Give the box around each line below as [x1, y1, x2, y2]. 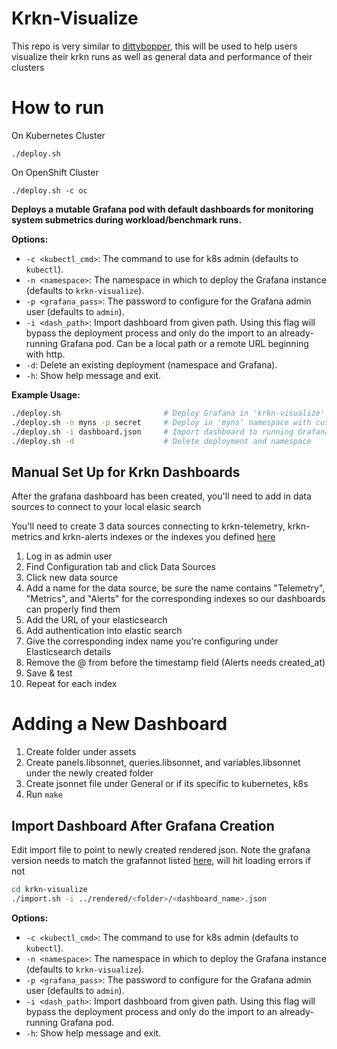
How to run [11, 97, 105, 119]
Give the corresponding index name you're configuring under [25, 635, 279, 647]
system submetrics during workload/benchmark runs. [11, 213, 243, 226]
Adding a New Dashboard [11, 713, 228, 736]
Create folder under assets [25, 746, 137, 758]
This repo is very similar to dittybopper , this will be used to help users [11, 40, 298, 52]
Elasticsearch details [25, 646, 112, 658]
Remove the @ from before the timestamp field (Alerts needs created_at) [25, 657, 326, 669]
